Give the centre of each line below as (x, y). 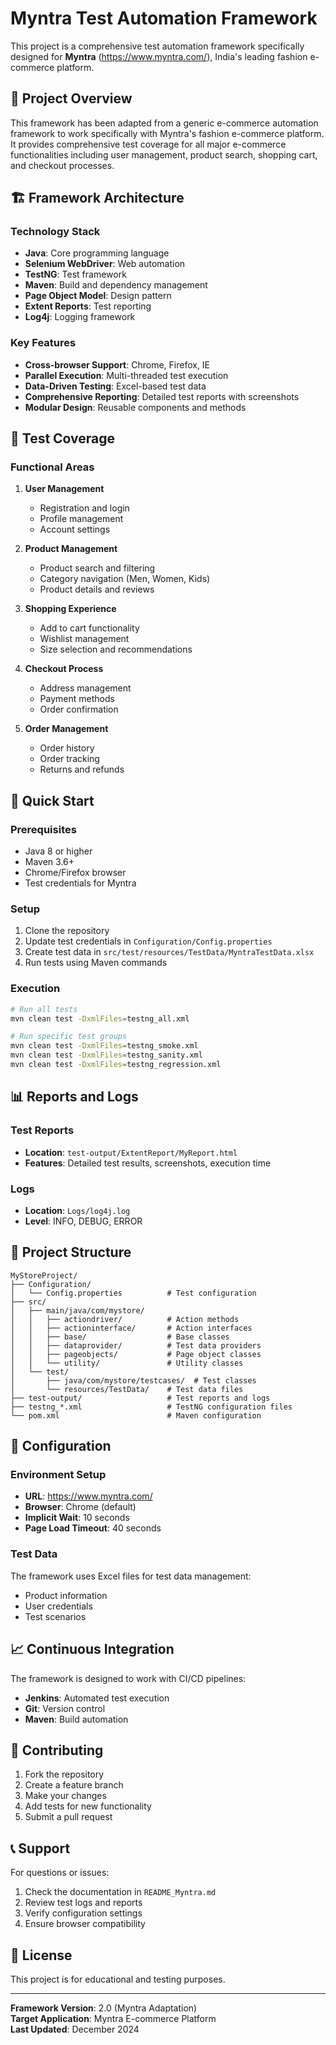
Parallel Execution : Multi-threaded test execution (126, 375)
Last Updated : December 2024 (75, 2029)
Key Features (43, 343)
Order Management (66, 729)
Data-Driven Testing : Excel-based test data (115, 386)
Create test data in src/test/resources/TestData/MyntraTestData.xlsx (169, 952)
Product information (66, 1595)
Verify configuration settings (83, 1913)
